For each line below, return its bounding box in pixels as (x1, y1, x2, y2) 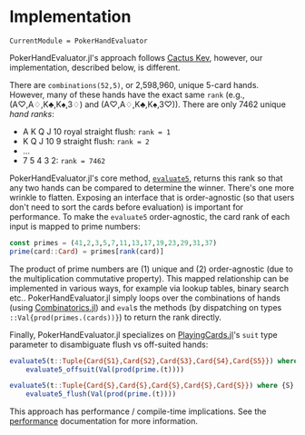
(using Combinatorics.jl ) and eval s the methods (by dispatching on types (9, 302, 282, 312)
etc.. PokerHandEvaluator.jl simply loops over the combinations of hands (9, 292, 281, 303)
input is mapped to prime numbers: (9, 221, 141, 232)
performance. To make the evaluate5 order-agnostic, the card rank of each (9, 211, 290, 222)
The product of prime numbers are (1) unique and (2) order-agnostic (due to (9, 263, 293, 274)
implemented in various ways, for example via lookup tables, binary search (9, 282, 290, 293)
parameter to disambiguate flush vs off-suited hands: (9, 339, 209, 350)
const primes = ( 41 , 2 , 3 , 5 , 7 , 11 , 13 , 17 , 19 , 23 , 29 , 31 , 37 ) (9, 238, 218, 247)
